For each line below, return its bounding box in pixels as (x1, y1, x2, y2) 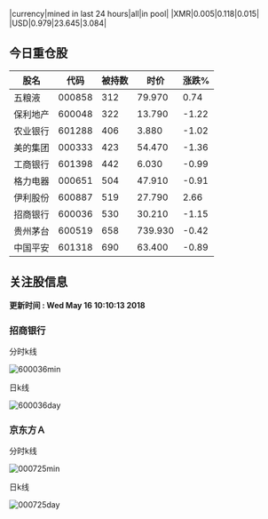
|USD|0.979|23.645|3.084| (9, 18, 107, 28)
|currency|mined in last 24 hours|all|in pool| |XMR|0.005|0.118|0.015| (9, 9, 260, 19)
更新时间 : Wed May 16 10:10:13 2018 (9, 299, 146, 310)
